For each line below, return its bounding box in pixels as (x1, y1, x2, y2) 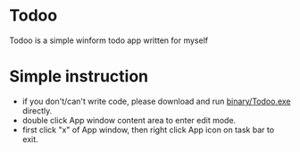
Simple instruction (9, 66, 149, 87)
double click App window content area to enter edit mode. (21, 114, 237, 125)
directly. (21, 105, 53, 116)
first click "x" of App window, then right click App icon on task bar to (21, 124, 275, 135)
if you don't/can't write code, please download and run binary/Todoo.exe (21, 96, 291, 106)
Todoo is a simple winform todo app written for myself (9, 35, 208, 46)
